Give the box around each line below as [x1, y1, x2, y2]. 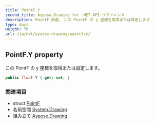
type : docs [5, 22, 29, 27]
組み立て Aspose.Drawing [12, 113, 68, 119]
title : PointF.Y [5, 7, 40, 13]
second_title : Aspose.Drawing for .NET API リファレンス [5, 12, 125, 17]
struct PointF [12, 100, 40, 106]
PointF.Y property [5, 50, 64, 59]
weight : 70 [5, 27, 29, 32]
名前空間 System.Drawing [12, 106, 67, 112]
